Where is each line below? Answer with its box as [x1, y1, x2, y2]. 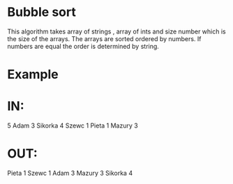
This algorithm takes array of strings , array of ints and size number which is [7, 27, 226, 36]
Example [7, 67, 59, 82]
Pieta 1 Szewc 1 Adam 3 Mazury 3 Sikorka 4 [7, 169, 133, 177]
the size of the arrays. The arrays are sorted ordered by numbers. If [7, 34, 202, 43]
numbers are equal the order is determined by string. [7, 42, 159, 50]
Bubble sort [7, 4, 77, 20]
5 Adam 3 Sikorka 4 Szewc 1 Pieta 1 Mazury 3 [7, 121, 138, 130]
